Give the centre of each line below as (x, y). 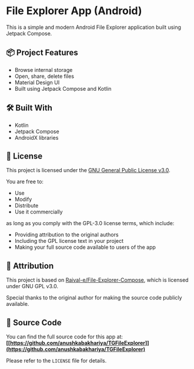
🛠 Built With (29, 108)
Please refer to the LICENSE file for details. (56, 360)
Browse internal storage (44, 70)
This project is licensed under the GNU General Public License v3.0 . (88, 170)
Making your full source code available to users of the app (85, 247)
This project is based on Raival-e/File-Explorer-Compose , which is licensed (98, 280)
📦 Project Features (42, 53)
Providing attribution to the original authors (66, 235)
